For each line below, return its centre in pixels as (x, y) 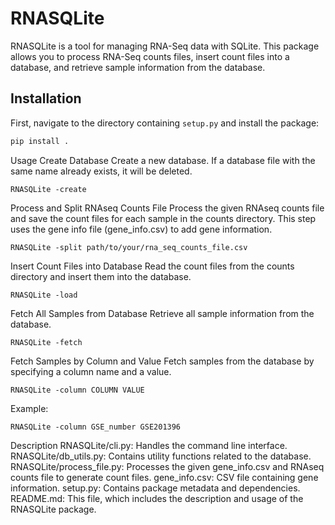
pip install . (40, 141)
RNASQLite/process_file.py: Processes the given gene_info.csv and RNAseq (167, 466)
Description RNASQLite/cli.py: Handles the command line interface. (149, 445)
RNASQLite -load (44, 295)
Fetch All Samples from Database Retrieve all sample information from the (162, 313)
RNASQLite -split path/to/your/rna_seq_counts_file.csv (129, 247)
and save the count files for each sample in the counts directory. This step (163, 218)
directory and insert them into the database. (101, 276)
